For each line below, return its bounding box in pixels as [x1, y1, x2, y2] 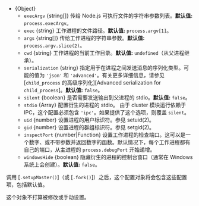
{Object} [14, 5, 36, 12]
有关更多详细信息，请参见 [102, 71, 165, 79]
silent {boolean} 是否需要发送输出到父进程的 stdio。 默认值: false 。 [23, 94, 191, 101]
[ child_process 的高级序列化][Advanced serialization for [23, 79, 162, 86]
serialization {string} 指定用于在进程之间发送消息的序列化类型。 [23, 64, 184, 71]
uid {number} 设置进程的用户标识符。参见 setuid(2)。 [23, 116, 154, 123]
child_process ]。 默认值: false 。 [23, 86, 103, 93]
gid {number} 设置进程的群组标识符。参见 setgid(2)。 [23, 124, 154, 130]
